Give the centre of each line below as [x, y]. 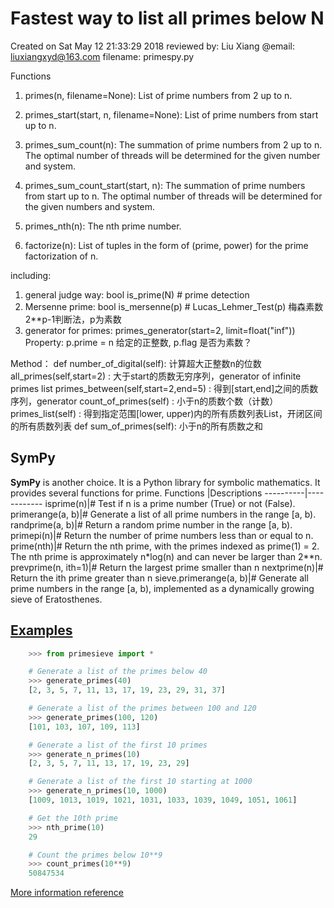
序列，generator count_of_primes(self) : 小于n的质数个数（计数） [144, 401]
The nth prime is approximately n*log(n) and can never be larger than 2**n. [166, 556]
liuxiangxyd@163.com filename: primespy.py [102, 56]
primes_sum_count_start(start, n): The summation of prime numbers [165, 185]
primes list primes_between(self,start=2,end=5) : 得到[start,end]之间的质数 [164, 388]
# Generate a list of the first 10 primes [118, 745]
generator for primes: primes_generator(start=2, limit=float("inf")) [160, 330]
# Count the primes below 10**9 [95, 855]
